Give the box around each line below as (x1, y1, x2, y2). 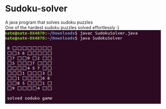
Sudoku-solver (5, 3, 68, 14)
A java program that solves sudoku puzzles (5, 19, 93, 25)
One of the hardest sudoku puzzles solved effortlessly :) (5, 24, 120, 30)
